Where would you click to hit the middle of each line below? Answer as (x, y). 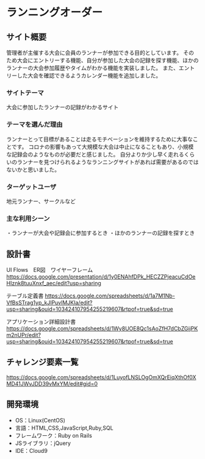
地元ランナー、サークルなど (41, 201)
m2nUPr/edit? (24, 335)
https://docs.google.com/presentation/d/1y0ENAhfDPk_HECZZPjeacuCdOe (101, 277)
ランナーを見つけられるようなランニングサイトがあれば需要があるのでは (108, 162)
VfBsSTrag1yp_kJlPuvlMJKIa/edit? (49, 303)
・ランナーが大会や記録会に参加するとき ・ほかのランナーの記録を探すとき (101, 233)
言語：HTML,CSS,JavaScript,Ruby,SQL (64, 428)
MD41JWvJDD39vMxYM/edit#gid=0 (52, 383)
